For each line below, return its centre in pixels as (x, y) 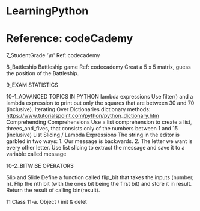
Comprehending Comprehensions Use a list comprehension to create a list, (99, 122)
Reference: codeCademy (70, 39)
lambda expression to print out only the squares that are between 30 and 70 (100, 103)
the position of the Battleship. (43, 73)
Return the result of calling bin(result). (53, 190)
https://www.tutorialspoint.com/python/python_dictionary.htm (83, 116)
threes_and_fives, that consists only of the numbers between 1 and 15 (92, 129)
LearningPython (47, 11)
